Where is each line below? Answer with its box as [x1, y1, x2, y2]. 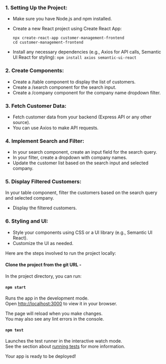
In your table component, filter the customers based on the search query [5, 189, 157, 196]
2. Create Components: [5, 67, 64, 74]
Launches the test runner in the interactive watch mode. [5, 338, 123, 344]
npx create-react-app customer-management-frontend [12, 35, 124, 41]
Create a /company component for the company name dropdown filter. [12, 89, 161, 95]
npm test [5, 327, 24, 333]
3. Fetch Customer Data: [5, 102, 67, 109]
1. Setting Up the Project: [5, 4, 68, 11]
